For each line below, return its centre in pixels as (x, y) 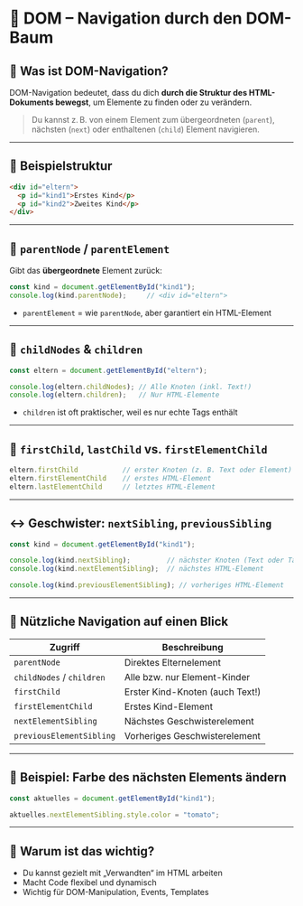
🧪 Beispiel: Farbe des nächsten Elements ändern (148, 777)
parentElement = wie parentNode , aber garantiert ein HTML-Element (147, 313)
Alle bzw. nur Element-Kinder (188, 677)
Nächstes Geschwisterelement (189, 721)
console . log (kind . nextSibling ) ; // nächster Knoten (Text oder (147, 560)
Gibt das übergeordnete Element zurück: (86, 271)
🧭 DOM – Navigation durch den (126, 19)
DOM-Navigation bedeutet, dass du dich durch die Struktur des (129, 93)
